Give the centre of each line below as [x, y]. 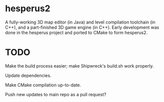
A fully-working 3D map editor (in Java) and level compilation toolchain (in [80, 22]
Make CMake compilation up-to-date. [43, 85]
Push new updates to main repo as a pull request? [56, 94]
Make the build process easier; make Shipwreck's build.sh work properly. [80, 66]
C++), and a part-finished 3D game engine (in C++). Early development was [82, 27]
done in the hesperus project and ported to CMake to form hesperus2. [76, 32]
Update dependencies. [28, 75]
